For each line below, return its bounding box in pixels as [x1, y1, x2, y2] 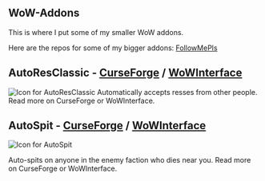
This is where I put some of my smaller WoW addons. [8, 27, 184, 37]
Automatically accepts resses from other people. [97, 87, 258, 96]
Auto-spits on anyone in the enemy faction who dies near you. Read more [8, 155, 251, 165]
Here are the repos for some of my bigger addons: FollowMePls [8, 43, 218, 53]
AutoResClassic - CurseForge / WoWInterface [8, 66, 243, 80]
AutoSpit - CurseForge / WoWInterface [8, 119, 207, 132]
